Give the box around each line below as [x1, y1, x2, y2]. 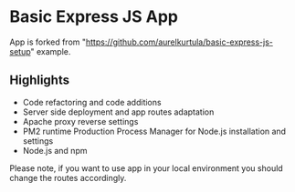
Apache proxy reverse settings [22, 116, 139, 126]
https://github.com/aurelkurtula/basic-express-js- [85, 36, 274, 47]
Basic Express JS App [9, 6, 178, 27]
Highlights [9, 73, 70, 88]
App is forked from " [9, 36, 87, 47]
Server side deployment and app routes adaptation [22, 106, 215, 117]
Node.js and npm [22, 145, 88, 156]
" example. [30, 45, 71, 56]
